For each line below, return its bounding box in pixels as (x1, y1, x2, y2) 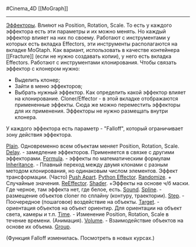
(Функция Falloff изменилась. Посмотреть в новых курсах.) (6, 235, 155, 241)
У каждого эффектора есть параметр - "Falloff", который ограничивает (6, 125, 184, 132)
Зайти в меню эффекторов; (14, 83, 83, 89)
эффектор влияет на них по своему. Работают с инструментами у (6, 34, 170, 41)
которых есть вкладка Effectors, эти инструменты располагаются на (6, 40, 178, 47)
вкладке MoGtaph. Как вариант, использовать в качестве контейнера (6, 47, 180, 53)
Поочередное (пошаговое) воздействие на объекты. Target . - (6, 199, 160, 205)
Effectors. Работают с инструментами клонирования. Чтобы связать (6, 59, 177, 66)
